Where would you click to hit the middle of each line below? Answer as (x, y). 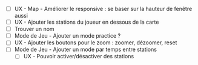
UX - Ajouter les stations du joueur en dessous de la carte (87, 22)
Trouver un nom (35, 29)
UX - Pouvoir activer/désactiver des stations (79, 56)
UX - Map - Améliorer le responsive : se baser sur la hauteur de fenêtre (103, 9)
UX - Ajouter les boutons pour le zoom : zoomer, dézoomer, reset (96, 43)
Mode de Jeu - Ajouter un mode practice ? (68, 36)
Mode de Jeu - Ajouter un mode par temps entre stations (85, 50)
